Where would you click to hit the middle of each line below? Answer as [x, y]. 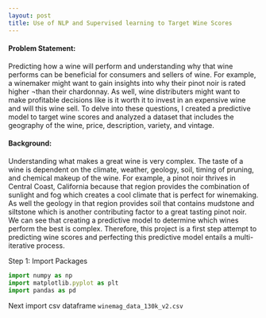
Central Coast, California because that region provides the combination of [129, 186]
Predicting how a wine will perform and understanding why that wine [121, 66]
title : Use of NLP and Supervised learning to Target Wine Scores [120, 23]
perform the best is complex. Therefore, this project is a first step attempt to [133, 228]
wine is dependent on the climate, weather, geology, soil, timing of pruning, [131, 169]
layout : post [30, 16]
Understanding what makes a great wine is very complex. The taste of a [126, 161]
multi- [244, 237]
